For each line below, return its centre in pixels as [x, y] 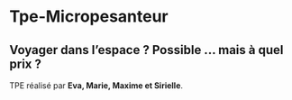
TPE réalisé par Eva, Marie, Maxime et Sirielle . [96, 86]
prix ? [26, 64]
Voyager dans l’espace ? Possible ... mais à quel [146, 50]
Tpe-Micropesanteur [89, 17]
